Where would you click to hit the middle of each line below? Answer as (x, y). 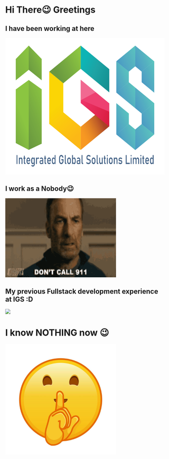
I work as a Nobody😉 (40, 189)
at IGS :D (19, 299)
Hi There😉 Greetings (50, 10)
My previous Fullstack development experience (82, 292)
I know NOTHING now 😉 (57, 332)
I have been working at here (50, 29)
